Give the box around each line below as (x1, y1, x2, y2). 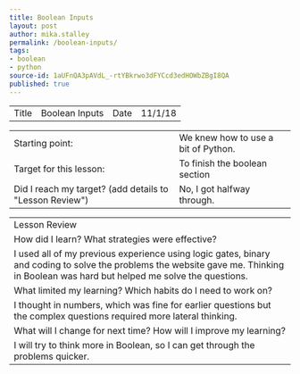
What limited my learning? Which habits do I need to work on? (13, 284, 273, 296)
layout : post (9, 21, 58, 30)
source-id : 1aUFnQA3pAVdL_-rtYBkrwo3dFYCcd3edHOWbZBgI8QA (9, 71, 229, 80)
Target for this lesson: (13, 162, 105, 175)
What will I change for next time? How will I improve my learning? (13, 324, 286, 337)
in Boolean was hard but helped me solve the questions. (13, 270, 248, 282)
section (179, 168, 211, 180)
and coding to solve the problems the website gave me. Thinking (13, 258, 285, 270)
